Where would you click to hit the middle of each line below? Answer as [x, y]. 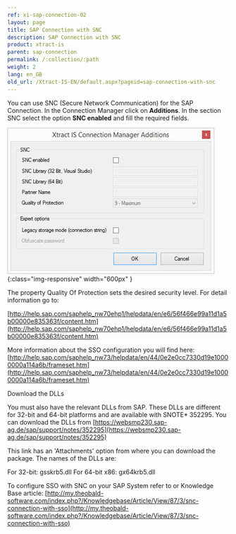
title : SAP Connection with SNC [55, 30]
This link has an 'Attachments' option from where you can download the [112, 451]
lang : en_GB [25, 74]
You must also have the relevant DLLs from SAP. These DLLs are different [114, 407]
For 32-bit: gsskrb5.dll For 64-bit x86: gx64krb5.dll [81, 472]
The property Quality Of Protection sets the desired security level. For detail [117, 292]
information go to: [33, 300]
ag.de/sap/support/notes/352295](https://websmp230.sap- [94, 430]
